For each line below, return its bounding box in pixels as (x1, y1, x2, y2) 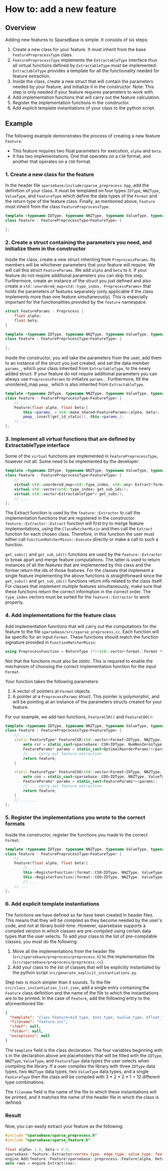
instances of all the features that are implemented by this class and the (5, 562, 151, 568)
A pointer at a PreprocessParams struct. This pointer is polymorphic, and (12, 693, 160, 699)
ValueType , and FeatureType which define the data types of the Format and (5, 193, 157, 199)
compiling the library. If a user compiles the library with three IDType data (5, 1063, 155, 1069)
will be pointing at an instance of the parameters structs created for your (12, 699, 162, 705)
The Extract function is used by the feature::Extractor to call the (5, 510, 140, 516)
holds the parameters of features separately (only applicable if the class (5, 288, 153, 295)
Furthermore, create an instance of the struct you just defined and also (5, 278, 151, 284)
